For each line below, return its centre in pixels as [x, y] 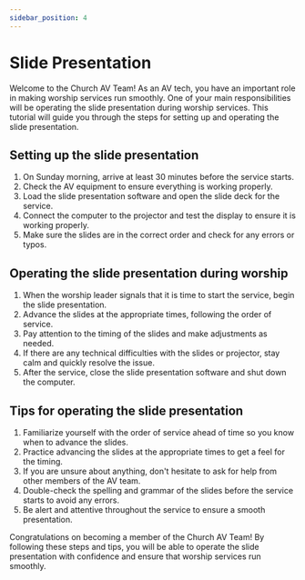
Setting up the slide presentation [104, 155]
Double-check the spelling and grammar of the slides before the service [158, 490]
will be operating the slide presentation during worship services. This [139, 107]
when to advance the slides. [76, 442]
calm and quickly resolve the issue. [88, 363]
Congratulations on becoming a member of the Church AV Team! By [137, 537]
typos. [35, 245]
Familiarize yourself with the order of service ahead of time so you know [158, 432]
